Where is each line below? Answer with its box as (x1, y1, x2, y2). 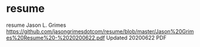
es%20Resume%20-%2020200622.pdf (6, 34, 106, 41)
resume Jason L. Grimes (6, 21, 67, 29)
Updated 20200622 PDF (106, 34, 167, 41)
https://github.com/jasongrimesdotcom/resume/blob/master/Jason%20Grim (6, 27, 194, 35)
